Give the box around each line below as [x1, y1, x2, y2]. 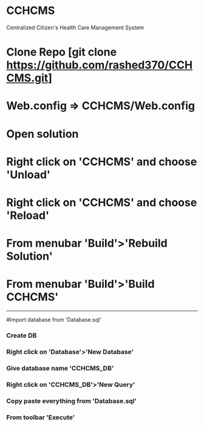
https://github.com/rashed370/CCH [6, 59, 193, 72]
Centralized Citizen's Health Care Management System [6, 24, 144, 31]
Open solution [6, 127, 79, 141]
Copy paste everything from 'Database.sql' [6, 397, 137, 405]
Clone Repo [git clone [6, 45, 117, 59]
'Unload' [6, 168, 50, 182]
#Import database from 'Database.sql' [6, 316, 102, 323]
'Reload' [6, 208, 50, 222]
